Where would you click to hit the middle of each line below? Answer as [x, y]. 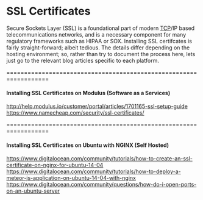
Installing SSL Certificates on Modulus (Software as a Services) [88, 93]
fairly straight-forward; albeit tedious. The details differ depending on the [98, 48]
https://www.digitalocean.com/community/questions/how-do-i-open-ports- [101, 185]
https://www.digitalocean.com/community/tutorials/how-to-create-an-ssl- [100, 159]
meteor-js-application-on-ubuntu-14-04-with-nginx [71, 178]
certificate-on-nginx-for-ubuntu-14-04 [55, 165]
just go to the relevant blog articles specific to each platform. [83, 60]
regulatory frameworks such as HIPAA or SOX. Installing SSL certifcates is [99, 41]
